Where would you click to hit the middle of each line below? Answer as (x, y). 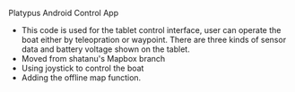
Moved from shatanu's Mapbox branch (93, 59)
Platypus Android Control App (63, 13)
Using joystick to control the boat (82, 68)
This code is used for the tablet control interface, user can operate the (151, 30)
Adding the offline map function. (81, 78)
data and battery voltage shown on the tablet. (105, 49)
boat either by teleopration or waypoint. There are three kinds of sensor (154, 40)
